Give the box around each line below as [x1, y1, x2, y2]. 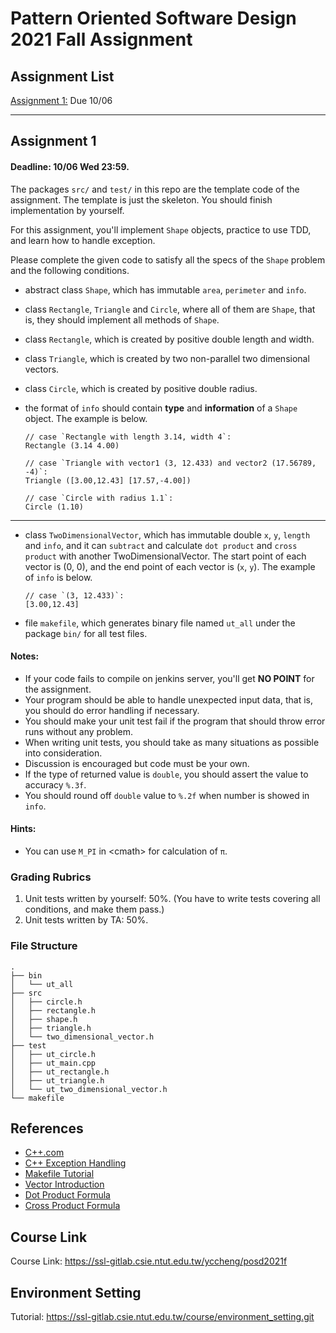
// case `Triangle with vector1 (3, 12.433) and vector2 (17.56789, [24, 458, 317, 468]
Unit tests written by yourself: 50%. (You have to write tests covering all [24, 893, 321, 905]
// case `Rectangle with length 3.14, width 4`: [24, 432, 232, 442]
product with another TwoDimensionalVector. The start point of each [24, 550, 307, 562]
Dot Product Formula [24, 1189, 111, 1201]
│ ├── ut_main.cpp [10, 1058, 97, 1068]
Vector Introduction [24, 1178, 105, 1191]
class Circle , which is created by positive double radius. [24, 382, 258, 394]
